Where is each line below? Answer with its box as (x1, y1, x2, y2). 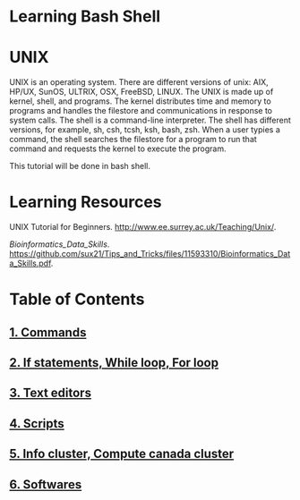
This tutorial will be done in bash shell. (9, 161, 150, 172)
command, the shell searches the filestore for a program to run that (9, 134, 257, 145)
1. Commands (9, 325, 87, 340)
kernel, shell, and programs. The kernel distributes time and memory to (9, 96, 271, 106)
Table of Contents (9, 289, 145, 309)
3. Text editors (9, 386, 92, 401)
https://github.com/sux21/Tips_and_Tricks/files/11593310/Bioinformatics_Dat (9, 249, 291, 259)
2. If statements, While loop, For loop (9, 355, 219, 370)
